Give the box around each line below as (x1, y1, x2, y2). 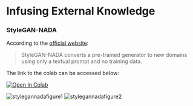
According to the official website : (6, 39, 89, 47)
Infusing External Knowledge (6, 4, 155, 18)
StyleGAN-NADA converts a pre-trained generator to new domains (21, 51, 188, 59)
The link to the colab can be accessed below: (6, 70, 120, 77)
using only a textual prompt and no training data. (21, 58, 142, 65)
